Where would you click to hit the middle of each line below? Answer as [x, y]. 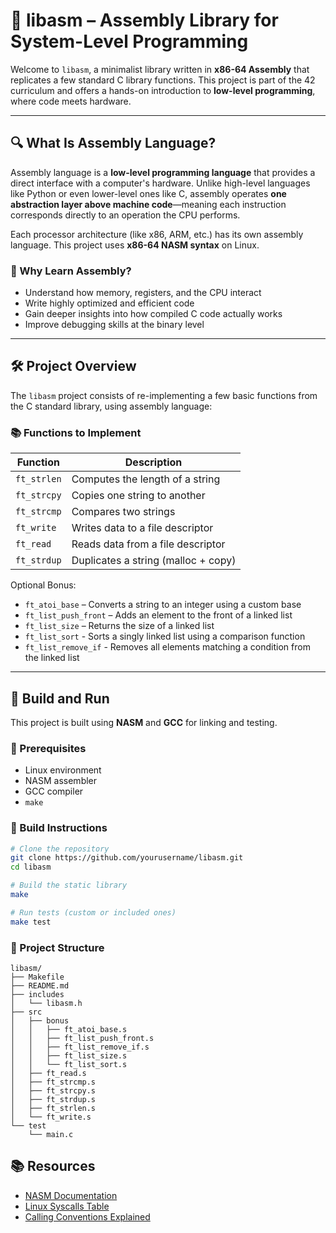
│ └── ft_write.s [51, 1117]
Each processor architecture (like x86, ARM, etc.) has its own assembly [157, 234]
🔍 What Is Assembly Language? [113, 143]
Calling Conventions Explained [87, 1216]
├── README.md [40, 985]
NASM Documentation [71, 1195]
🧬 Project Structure [57, 947]
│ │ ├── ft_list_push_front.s [82, 1038]
